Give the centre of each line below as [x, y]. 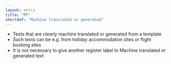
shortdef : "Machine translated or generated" [54, 19]
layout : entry [20, 10]
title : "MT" [18, 15]
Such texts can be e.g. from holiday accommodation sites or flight [82, 39]
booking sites [27, 45]
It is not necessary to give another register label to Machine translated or [89, 50]
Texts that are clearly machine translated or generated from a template [87, 34]
